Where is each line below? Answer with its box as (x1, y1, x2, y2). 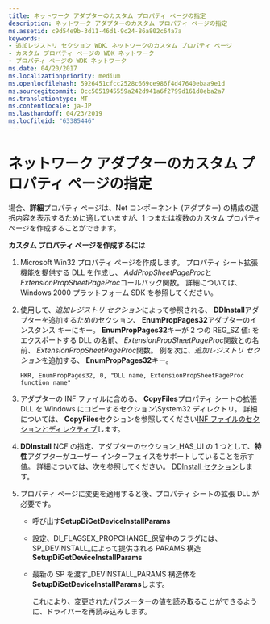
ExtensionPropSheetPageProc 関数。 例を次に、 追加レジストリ (35, 345, 244, 355)
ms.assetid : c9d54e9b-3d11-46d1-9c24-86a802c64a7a (8, 27, 182, 35)
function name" (19, 378, 72, 386)
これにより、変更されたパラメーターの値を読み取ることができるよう (31, 596, 258, 606)
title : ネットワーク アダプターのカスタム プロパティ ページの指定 (8, 11, 206, 20)
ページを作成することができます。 (8, 223, 121, 233)
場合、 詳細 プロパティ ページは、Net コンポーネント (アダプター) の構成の (8, 203, 252, 213)
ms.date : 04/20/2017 (8, 65, 78, 73)
